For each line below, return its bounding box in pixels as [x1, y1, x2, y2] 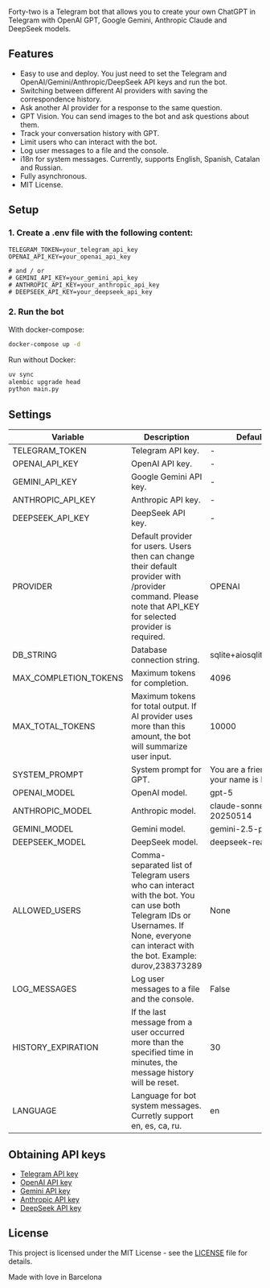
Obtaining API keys [8, 1147, 106, 1162]
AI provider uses [131, 711, 193, 722]
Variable [51, 431, 84, 443]
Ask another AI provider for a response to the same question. [19, 102, 223, 112]
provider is [131, 621, 171, 633]
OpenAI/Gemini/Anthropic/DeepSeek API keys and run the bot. [19, 76, 227, 87]
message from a [131, 1017, 193, 1028]
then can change [131, 551, 195, 562]
